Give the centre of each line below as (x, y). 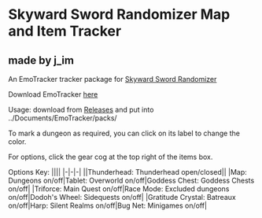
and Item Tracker (65, 31)
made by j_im (41, 60)
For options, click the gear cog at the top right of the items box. (111, 157)
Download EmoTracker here (53, 94)
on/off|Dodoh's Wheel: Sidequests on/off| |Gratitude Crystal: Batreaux (122, 197)
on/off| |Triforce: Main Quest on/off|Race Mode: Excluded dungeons (119, 189)
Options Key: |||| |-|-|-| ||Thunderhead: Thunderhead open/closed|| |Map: (128, 172)
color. (17, 142)
